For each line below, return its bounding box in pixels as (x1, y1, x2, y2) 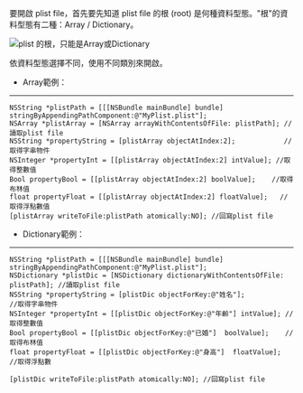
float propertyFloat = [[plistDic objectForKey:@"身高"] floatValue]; (9, 348, 281, 357)
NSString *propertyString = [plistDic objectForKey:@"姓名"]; (9, 290, 245, 299)
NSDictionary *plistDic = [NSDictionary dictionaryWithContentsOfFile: (9, 271, 284, 280)
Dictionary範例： (22, 229, 86, 239)
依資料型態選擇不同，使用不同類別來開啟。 (9, 58, 168, 68)
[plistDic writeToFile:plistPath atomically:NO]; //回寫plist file (9, 375, 266, 384)
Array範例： (22, 77, 68, 88)
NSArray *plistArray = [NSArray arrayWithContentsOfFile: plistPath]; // (9, 119, 293, 128)
